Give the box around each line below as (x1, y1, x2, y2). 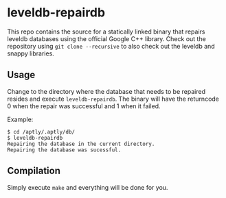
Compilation (7, 165, 60, 177)
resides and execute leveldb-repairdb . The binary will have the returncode (7, 95, 220, 103)
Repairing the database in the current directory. (7, 140, 155, 147)
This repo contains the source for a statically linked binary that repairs (7, 27, 205, 36)
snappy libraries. (7, 49, 55, 58)
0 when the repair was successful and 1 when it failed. (7, 101, 161, 110)
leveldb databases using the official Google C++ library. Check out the (7, 34, 206, 42)
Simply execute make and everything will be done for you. (7, 183, 168, 191)
